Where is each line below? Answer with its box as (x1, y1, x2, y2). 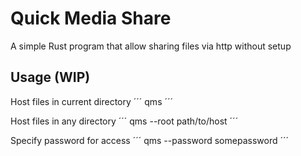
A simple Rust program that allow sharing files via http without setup (10, 40, 292, 52)
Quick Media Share (10, 7, 172, 30)
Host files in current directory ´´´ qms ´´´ (10, 95, 174, 107)
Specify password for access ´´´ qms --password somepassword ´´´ (10, 134, 289, 146)
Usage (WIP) (10, 69, 91, 86)
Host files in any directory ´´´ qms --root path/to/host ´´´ (10, 115, 239, 127)
